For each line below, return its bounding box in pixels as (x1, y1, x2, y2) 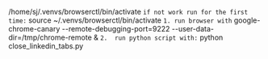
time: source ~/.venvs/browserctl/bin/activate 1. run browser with (8, 15, 232, 25)
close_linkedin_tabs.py (8, 41, 84, 51)
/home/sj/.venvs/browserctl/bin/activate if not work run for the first (8, 7, 249, 16)
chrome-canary (8, 24, 61, 33)
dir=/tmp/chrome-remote (8, 32, 93, 42)
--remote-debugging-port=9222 (61, 24, 170, 33)
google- (233, 15, 261, 25)
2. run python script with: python (99, 32, 224, 42)
